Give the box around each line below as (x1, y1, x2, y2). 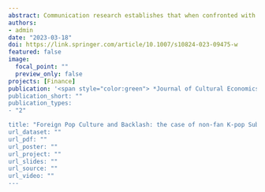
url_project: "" (8, 150, 62, 158)
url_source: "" (8, 164, 58, 173)
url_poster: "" (8, 142, 58, 150)
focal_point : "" (15, 63, 69, 71)
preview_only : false (15, 70, 83, 78)
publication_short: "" (8, 92, 83, 100)
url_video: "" (8, 172, 55, 180)
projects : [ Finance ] (8, 77, 77, 85)
